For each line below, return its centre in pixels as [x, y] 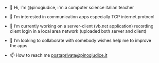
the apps [18, 45]
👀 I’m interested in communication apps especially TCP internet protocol [82, 17]
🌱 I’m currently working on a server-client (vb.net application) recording [81, 26]
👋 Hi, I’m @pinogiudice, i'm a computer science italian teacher [72, 7]
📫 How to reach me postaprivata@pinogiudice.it [59, 55]
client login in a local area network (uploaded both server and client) [78, 31]
